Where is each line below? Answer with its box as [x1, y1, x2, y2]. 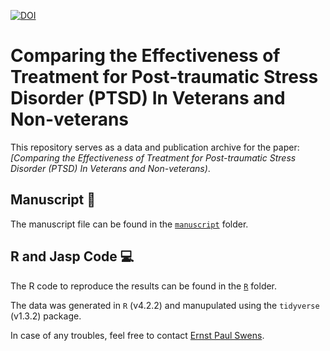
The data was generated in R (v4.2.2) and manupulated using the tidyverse [10, 299, 320, 311]
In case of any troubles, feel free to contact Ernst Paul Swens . [10, 329, 265, 341]
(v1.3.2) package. [10, 310, 82, 322]
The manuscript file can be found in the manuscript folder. [10, 218, 249, 230]
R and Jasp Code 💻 [10, 248, 135, 265]
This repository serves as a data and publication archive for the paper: [10, 141, 300, 153]
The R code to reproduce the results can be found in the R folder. [10, 280, 278, 292]
